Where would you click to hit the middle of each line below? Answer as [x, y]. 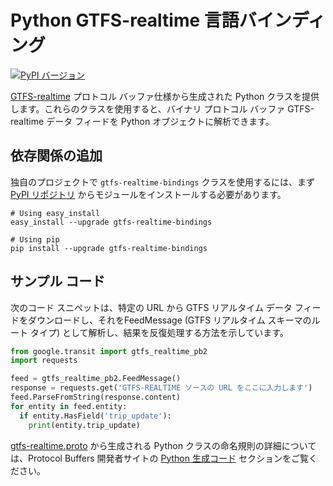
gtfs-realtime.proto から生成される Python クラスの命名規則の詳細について [163, 445]
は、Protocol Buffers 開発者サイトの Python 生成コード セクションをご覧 [159, 458]
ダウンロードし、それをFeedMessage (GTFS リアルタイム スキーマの [169, 320]
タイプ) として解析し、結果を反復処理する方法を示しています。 [159, 332]
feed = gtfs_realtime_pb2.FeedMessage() [96, 379]
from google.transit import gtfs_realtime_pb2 [109, 351]
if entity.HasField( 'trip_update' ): [95, 416]
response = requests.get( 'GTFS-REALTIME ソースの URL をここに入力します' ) [161, 388]
